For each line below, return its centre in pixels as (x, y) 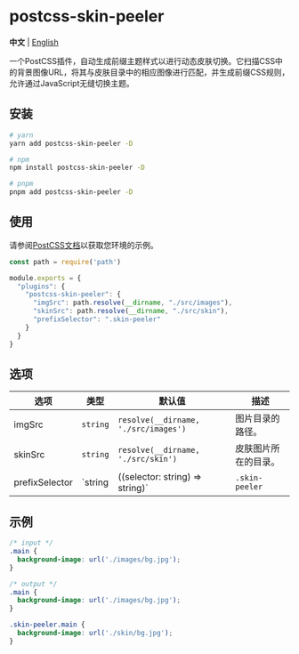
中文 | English (34, 42)
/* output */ (33, 584)
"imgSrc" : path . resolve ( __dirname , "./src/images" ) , (133, 303)
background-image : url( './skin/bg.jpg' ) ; (95, 634)
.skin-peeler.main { (48, 625)
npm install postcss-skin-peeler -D (77, 168)
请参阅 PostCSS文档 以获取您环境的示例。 (84, 245)
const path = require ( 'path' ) (65, 262)
